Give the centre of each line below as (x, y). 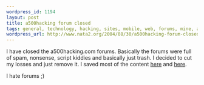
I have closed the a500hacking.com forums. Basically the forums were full (99, 51)
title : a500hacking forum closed (49, 23)
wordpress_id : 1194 (31, 12)
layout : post (23, 17)
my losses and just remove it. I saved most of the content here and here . (97, 65)
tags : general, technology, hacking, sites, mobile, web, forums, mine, (100, 29)
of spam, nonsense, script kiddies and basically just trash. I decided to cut (99, 58)
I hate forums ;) (25, 76)
